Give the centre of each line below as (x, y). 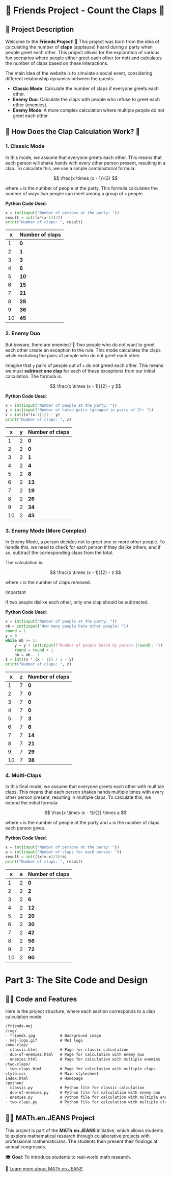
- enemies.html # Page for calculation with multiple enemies (83, 1059)
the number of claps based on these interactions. (57, 63)
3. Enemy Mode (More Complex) (46, 531)
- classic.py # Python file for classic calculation (75, 1088)
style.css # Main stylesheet (52, 1074)
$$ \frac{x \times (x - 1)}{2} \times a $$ (85, 813)
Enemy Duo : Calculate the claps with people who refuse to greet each (86, 99)
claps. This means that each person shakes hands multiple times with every (85, 792)
